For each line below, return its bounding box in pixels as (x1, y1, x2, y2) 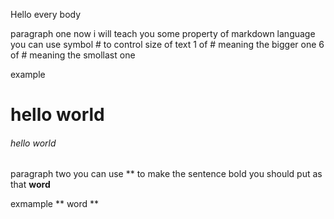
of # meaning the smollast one (10, 49, 136, 61)
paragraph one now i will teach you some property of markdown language (10, 28, 316, 39)
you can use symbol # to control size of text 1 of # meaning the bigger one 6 (10, 39, 325, 50)
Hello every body (10, 9, 82, 20)
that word (10, 179, 51, 191)
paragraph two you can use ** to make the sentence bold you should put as (10, 168, 323, 180)
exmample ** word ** (10, 198, 100, 210)
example (10, 69, 46, 80)
